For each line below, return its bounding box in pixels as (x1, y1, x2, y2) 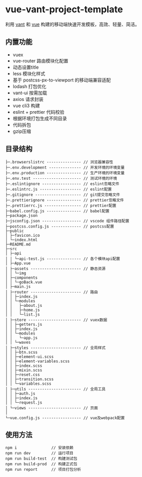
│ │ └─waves (5, 340, 31, 345)
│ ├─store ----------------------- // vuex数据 (5, 317, 108, 322)
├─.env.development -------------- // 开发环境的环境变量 (5, 165, 125, 170)
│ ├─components (5, 275, 38, 280)
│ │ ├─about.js (5, 303, 43, 308)
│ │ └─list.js (5, 312, 40, 317)
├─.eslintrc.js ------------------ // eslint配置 (5, 186, 112, 192)
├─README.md (5, 242, 31, 247)
